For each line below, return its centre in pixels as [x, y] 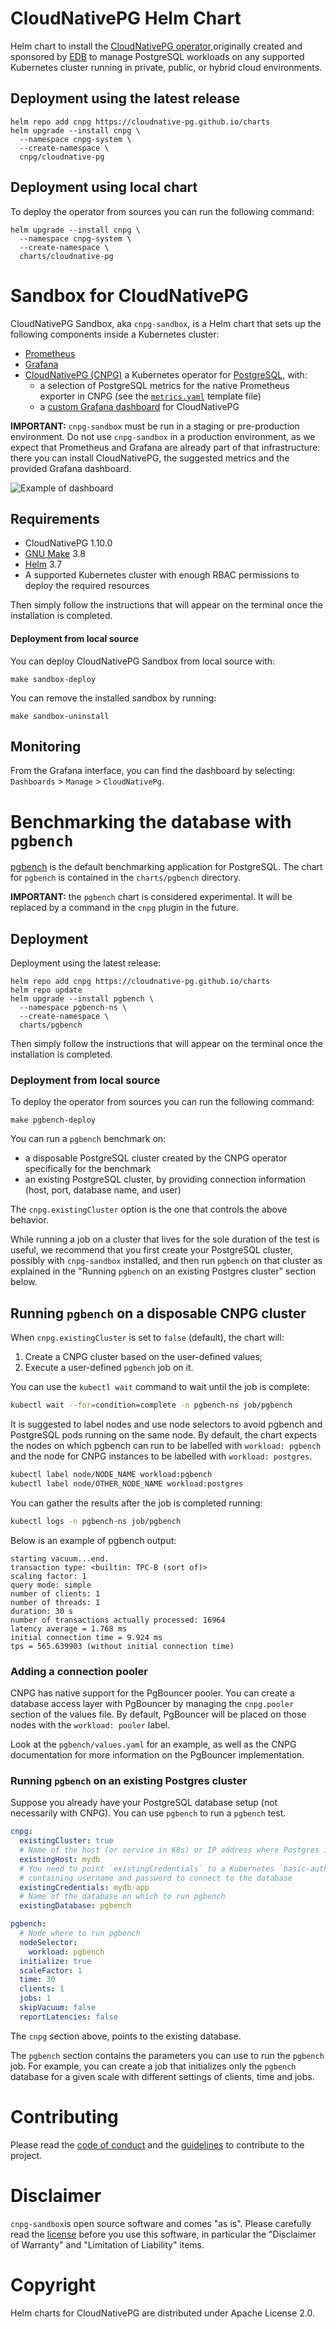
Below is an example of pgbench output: [93, 1540]
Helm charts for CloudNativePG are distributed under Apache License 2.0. [162, 2313]
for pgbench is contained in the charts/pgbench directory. [126, 878]
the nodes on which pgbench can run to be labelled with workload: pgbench [166, 1446]
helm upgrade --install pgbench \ [82, 999]
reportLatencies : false [68, 2017]
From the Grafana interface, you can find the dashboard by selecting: [153, 771]
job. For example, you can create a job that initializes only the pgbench [153, 2066]
